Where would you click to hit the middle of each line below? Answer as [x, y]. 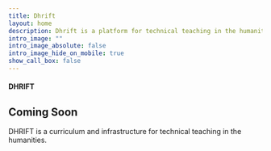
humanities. [27, 140]
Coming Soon [43, 112]
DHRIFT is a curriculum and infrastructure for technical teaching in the [125, 132]
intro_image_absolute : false [57, 46]
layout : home [30, 23]
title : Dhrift [32, 16]
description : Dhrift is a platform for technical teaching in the [122, 31]
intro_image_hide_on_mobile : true [67, 53]
